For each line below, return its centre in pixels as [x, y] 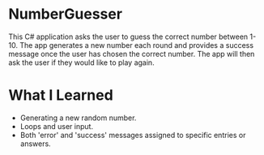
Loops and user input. [57, 126]
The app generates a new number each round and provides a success [136, 45]
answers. [35, 144]
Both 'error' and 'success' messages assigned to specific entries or [133, 135]
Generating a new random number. [78, 118]
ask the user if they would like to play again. [82, 62]
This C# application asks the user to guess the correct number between [128, 37]
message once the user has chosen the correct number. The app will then [132, 54]
